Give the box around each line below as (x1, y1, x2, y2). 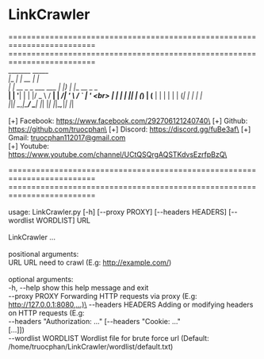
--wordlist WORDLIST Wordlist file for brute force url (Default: (8, 333, 209, 342)
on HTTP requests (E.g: (8, 307, 85, 318)
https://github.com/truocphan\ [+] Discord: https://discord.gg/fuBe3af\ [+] (8, 124, 251, 134)
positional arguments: (8, 249, 79, 258)
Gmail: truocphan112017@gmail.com (8, 132, 126, 142)
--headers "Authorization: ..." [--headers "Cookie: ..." (8, 316, 181, 326)
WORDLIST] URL (35, 216, 91, 225)
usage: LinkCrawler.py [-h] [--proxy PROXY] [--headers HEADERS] (8, 207, 228, 216)
